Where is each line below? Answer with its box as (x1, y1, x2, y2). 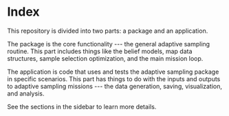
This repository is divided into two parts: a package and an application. (7, 27, 208, 35)
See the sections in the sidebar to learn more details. (7, 102, 157, 111)
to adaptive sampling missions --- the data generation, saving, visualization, (7, 82, 222, 90)
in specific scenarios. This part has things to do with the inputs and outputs (7, 74, 221, 83)
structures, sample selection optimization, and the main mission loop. (7, 54, 204, 62)
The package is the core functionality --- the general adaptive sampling (7, 40, 210, 48)
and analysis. (7, 89, 45, 98)
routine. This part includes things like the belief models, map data (7, 47, 193, 55)
